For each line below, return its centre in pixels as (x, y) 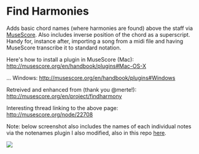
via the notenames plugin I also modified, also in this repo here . (87, 133)
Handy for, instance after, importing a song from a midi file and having (95, 41)
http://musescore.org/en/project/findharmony (64, 96)
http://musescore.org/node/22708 (50, 114)
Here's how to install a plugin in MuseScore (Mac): (70, 59)
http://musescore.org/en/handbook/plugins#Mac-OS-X (76, 66)
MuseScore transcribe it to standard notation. (64, 48)
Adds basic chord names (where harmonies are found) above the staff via (100, 28)
